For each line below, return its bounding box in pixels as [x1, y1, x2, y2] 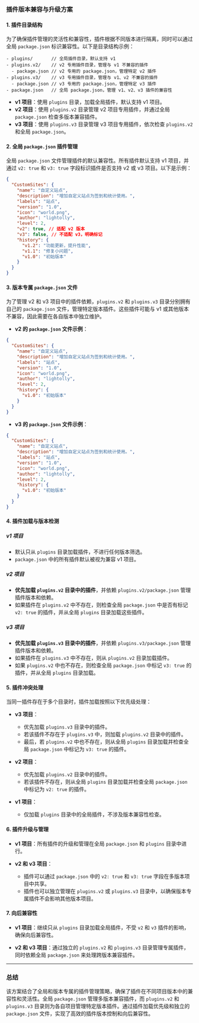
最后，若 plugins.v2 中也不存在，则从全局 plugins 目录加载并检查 [23, 738, 184, 745]
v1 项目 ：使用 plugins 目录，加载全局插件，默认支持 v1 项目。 [14, 99, 165, 106]
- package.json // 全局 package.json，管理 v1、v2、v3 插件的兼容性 [6, 87, 173, 93]
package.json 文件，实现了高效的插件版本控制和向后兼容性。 [6, 1010, 154, 1017]
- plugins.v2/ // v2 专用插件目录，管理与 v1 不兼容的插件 [6, 62, 149, 68]
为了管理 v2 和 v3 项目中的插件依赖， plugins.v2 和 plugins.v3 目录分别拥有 [6, 298, 191, 305]
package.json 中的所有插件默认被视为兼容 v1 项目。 [14, 556, 140, 563]
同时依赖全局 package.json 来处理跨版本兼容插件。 [14, 951, 138, 958]
